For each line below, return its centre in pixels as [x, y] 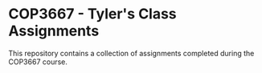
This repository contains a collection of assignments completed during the [131, 53]
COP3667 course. [38, 62]
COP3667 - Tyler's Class [92, 14]
